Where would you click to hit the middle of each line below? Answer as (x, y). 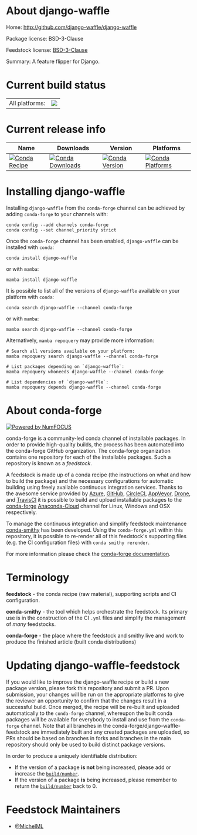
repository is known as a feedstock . (49, 463)
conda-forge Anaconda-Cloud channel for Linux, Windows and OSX (88, 506)
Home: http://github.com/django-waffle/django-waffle (72, 27)
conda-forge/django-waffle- (146, 725)
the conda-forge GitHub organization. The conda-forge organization (89, 450)
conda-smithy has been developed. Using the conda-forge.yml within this (95, 530)
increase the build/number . (47, 773)
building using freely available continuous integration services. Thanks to (94, 487)
